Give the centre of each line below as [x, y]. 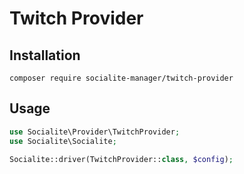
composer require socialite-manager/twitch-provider [121, 78]
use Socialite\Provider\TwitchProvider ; [95, 132]
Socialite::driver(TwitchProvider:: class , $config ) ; [121, 159]
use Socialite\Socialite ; [63, 141]
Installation [45, 55]
